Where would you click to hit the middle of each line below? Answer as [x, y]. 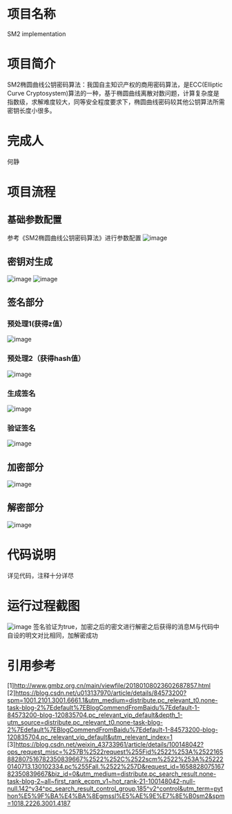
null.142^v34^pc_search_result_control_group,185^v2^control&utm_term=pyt [115, 788]
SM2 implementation [37, 34]
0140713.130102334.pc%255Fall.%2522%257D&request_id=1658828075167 [116, 766]
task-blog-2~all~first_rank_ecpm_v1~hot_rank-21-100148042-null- [101, 781]
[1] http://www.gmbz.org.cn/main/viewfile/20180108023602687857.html [109, 685]
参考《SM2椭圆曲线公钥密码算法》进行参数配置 [74, 238]
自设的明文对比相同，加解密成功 [52, 635]
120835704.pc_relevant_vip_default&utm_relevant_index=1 [90, 737]
